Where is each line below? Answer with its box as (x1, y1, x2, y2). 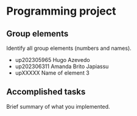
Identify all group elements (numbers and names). (6, 44, 132, 52)
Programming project (6, 4, 116, 18)
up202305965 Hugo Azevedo (15, 56, 90, 63)
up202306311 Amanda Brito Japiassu (15, 63, 109, 70)
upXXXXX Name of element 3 (15, 69, 90, 77)
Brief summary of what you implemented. (6, 103, 111, 110)
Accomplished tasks (6, 87, 86, 97)
